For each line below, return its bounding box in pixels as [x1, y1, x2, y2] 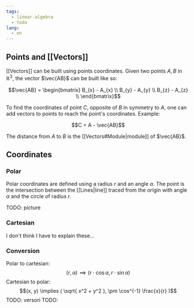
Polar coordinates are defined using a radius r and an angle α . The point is [6, 181, 185, 188]
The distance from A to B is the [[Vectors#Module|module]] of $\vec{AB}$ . [6, 133, 186, 140]
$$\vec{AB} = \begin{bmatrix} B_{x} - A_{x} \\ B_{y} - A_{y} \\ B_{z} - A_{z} [8, 86, 188, 94]
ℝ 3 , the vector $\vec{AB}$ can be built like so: [6, 74, 117, 82]
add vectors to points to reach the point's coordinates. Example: [6, 110, 161, 117]
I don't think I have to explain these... [6, 232, 95, 239]
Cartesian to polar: [6, 278, 51, 285]
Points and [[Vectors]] [6, 52, 89, 62]
